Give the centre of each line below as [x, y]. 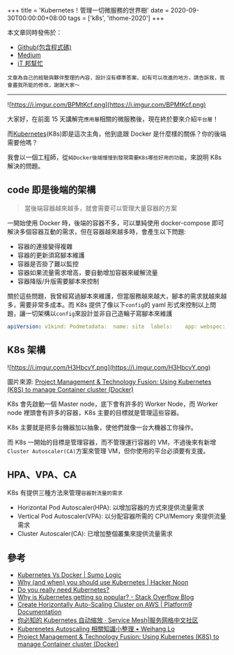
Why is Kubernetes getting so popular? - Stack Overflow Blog [106, 597]
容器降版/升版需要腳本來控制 [58, 281]
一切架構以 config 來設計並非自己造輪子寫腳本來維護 [99, 313]
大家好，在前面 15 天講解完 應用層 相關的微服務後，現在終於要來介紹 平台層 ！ [113, 119]
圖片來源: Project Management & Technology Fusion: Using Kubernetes [109, 381]
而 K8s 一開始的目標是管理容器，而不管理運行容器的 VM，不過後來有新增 [112, 442]
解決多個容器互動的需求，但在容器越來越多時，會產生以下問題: [97, 231]
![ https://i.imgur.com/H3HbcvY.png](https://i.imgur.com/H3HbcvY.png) [109, 367]
